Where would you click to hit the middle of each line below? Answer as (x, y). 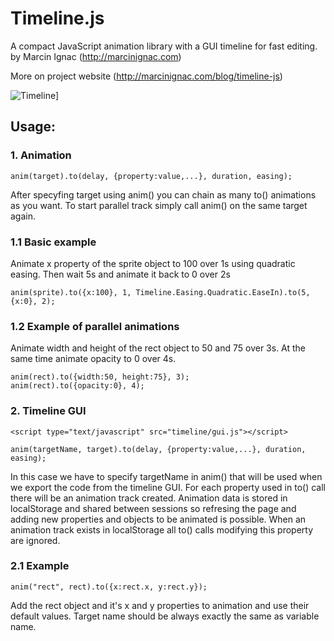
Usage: (33, 127)
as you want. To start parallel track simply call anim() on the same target (159, 205)
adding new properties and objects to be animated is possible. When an (158, 519)
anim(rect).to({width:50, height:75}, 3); (100, 377)
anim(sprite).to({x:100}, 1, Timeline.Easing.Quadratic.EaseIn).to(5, (160, 292)
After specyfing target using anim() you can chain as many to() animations (163, 194)
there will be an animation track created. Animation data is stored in (149, 498)
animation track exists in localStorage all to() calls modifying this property (162, 529)
